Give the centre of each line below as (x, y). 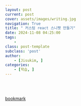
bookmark (16, 99)
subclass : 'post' (23, 51)
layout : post (19, 10)
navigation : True (23, 24)
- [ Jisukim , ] (28, 60)
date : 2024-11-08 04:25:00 (33, 33)
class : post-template (27, 47)
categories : (17, 65)
